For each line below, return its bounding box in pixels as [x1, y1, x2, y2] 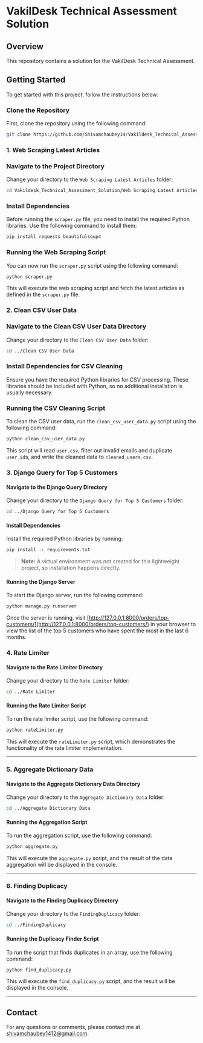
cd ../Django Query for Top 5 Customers [6, 509, 110, 515]
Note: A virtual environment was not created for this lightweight [21, 558, 180, 565]
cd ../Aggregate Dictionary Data [6, 806, 91, 812]
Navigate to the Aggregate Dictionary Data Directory [6, 780, 141, 787]
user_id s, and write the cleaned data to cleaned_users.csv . [6, 453, 153, 460]
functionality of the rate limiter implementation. [6, 744, 123, 752]
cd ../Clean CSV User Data [6, 348, 74, 354]
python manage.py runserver [6, 603, 77, 609]
